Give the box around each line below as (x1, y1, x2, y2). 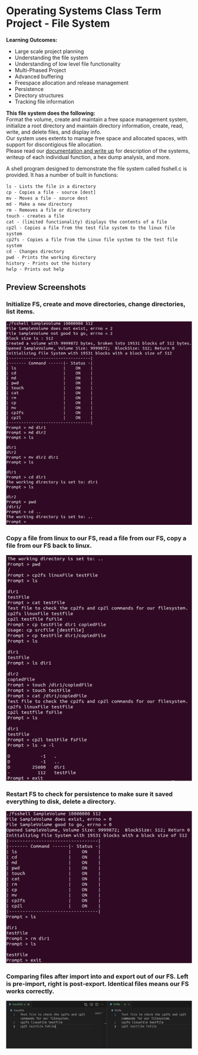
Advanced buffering (14, 73, 64, 80)
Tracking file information (14, 98, 75, 105)
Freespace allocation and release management (14, 79, 128, 86)
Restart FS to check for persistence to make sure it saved (6, 790, 173, 798)
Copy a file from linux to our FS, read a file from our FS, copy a (6, 534, 187, 542)
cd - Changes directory (6, 249, 65, 254)
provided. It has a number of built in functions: (6, 171, 119, 178)
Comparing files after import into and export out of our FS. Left (6, 972, 189, 980)
